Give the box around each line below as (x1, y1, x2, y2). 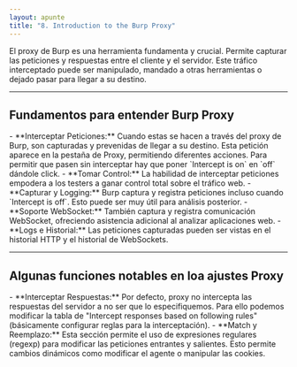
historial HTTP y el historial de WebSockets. (9, 234, 169, 245)
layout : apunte (9, 12, 65, 22)
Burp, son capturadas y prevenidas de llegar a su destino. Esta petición (9, 141, 269, 151)
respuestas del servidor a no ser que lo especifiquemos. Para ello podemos (9, 302, 285, 312)
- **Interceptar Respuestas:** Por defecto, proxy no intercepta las (9, 292, 253, 302)
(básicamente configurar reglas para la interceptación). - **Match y (9, 320, 258, 331)
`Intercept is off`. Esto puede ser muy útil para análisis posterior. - (9, 196, 248, 208)
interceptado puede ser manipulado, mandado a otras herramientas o (9, 64, 263, 75)
